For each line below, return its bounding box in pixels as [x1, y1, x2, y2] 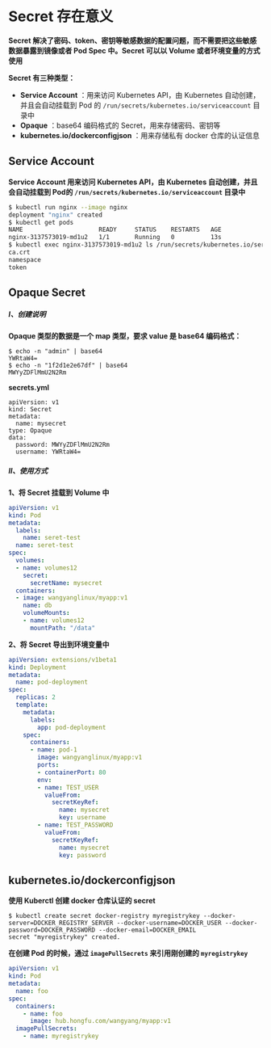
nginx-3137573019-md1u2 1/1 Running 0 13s [8, 234, 222, 242]
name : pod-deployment [15, 678, 89, 687]
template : [15, 701, 48, 709]
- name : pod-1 [29, 746, 78, 754]
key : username [59, 814, 106, 822]
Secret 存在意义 [8, 7, 114, 26]
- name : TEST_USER [37, 783, 99, 792]
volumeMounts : [23, 609, 70, 617]
